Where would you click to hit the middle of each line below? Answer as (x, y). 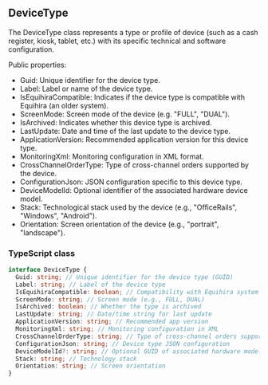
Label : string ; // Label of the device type (91, 285)
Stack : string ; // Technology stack (76, 359)
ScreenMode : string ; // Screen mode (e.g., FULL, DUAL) (110, 299)
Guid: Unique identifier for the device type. (90, 80)
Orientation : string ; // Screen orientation (91, 366)
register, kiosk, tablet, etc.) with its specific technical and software (117, 41)
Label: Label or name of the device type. (86, 88)
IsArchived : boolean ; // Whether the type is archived (108, 307)
